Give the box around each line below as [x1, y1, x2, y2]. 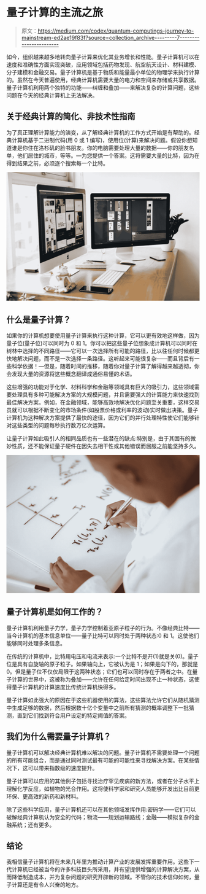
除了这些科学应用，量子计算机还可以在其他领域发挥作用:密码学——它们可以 [6, 806, 196, 813]
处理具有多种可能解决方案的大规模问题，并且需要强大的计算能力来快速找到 [11, 391, 200, 398]
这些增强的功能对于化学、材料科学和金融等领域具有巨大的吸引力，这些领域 [6, 383, 194, 391]
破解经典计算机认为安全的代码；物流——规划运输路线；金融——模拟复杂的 [6, 813, 194, 820]
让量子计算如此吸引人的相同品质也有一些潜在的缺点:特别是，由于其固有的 [6, 435, 191, 442]
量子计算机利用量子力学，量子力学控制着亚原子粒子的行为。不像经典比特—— [6, 624, 200, 631]
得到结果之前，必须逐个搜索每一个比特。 [6, 159, 109, 166]
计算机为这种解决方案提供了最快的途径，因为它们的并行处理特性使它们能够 [6, 414, 194, 421]
